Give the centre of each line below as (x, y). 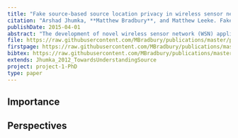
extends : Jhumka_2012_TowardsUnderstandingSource (82, 60)
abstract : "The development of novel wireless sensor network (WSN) (110, 34)
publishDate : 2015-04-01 (44, 27)
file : (15, 40)
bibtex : (19, 54)
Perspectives (37, 126)
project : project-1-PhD (42, 67)
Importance (34, 102)
